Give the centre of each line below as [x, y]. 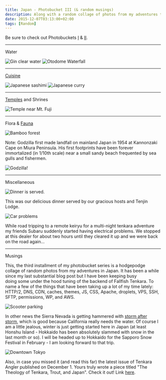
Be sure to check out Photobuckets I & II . [46, 38]
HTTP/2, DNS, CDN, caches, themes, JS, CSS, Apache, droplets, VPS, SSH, [82, 292]
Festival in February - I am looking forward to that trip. [60, 343]
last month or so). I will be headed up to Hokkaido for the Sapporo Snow [79, 337]
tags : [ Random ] [21, 24]
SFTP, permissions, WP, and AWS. [40, 297]
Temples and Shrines [27, 100]
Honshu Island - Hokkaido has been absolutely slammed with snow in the [80, 332]
